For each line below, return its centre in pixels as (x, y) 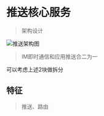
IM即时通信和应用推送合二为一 (59, 56)
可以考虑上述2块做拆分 (35, 69)
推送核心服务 (39, 13)
